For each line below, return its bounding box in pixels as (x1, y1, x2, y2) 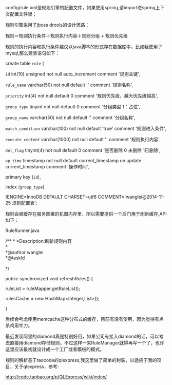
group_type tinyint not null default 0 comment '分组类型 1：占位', (5, 104, 140, 109)
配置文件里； (9, 11, 37, 17)
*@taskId (5, 255, 25, 261)
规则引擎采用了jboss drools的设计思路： (5, 22, 90, 28)
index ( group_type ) (5, 184, 45, 190)
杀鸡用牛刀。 (5, 322, 32, 329)
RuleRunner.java (5, 227, 40, 234)
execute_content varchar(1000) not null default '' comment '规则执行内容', (5, 137, 161, 142)
